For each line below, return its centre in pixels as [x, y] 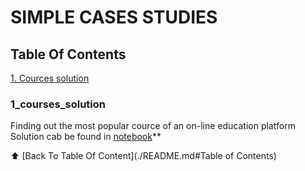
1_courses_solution [58, 104]
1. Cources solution [50, 78]
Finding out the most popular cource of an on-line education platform [153, 126]
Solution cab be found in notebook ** [86, 137]
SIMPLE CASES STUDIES [114, 17]
